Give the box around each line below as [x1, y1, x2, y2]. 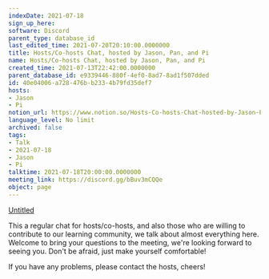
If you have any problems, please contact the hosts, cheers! [8, 261, 206, 271]
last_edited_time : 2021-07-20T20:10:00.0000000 [8, 42, 171, 50]
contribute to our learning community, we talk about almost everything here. [8, 229, 259, 239]
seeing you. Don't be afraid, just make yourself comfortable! [8, 246, 207, 256]
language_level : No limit [8, 116, 94, 124]
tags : [8, 131, 26, 139]
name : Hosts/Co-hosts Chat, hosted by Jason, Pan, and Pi [8, 57, 206, 65]
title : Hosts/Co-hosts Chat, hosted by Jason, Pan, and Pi [8, 49, 210, 57]
